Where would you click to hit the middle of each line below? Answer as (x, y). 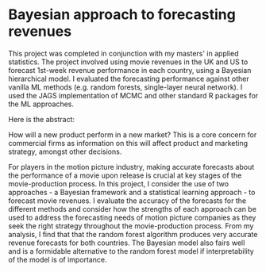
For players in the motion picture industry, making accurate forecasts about (131, 167)
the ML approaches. (41, 104)
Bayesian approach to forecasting (122, 15)
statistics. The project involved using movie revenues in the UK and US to (128, 62)
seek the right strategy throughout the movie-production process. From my (131, 226)
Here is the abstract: (42, 119)
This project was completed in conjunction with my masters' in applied (123, 53)
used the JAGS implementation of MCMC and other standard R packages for (133, 95)
